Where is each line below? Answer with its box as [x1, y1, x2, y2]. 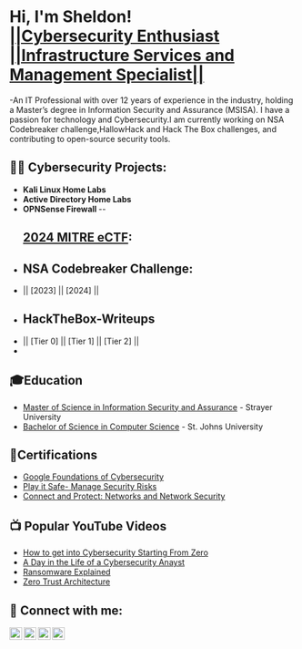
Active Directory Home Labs [22, 193, 132, 204]
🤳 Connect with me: [9, 603, 123, 618]
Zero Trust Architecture [22, 576, 111, 587]
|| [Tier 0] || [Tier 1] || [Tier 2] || [22, 335, 139, 346]
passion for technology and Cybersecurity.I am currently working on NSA [9, 114, 285, 125]
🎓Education [9, 373, 84, 388]
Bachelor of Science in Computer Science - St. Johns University [22, 421, 264, 432]
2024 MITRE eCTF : [22, 230, 133, 245]
